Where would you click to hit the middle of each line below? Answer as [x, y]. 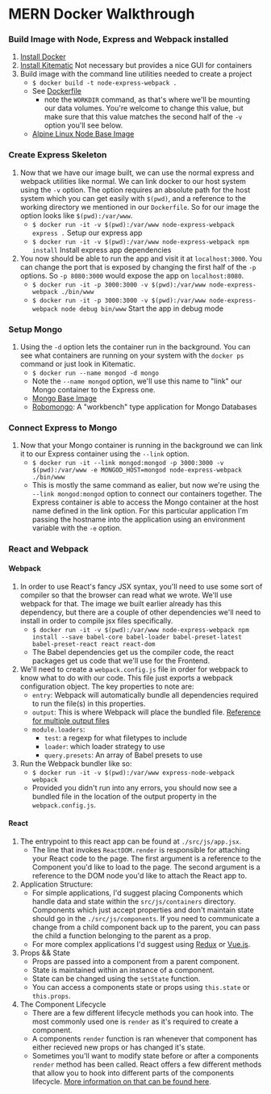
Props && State [45, 953]
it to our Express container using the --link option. [104, 454]
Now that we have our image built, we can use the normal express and [137, 172]
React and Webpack [48, 549]
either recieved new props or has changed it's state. [119, 1047]
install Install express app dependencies [102, 249]
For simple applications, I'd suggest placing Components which [138, 892]
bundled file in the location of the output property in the [124, 796]
